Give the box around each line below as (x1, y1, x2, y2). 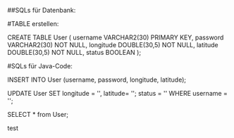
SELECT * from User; (7, 111, 69, 118)
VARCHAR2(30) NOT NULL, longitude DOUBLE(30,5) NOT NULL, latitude (7, 41, 218, 49)
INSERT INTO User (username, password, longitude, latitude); (7, 75, 187, 84)
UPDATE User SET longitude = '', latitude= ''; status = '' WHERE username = (7, 89, 228, 97)
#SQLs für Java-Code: (7, 62, 73, 70)
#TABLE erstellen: (7, 20, 59, 27)
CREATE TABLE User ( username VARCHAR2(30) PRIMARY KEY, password (7, 33, 224, 42)
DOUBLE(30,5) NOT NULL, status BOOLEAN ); (7, 49, 142, 56)
